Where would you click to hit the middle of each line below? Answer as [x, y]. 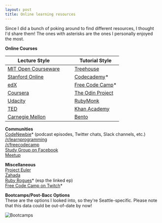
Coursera [18, 93]
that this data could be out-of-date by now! [49, 205]
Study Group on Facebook [32, 150]
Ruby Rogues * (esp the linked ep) [39, 180]
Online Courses [21, 48]
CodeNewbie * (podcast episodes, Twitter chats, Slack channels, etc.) [75, 134]
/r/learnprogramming [26, 139]
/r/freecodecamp [22, 144]
